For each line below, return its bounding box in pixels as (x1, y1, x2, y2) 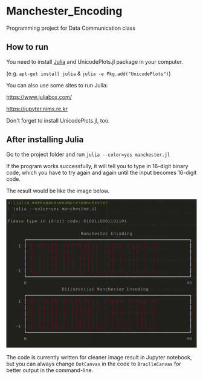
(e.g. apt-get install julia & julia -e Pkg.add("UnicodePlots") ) (6, 70, 171, 77)
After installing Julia (6, 135, 84, 145)
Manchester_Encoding (6, 4, 123, 18)
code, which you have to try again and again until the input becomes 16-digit (6, 169, 197, 176)
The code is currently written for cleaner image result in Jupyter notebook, (6, 354, 192, 361)
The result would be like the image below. (6, 187, 110, 194)
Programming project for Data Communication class (6, 24, 136, 32)
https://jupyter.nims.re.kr (6, 105, 68, 112)
